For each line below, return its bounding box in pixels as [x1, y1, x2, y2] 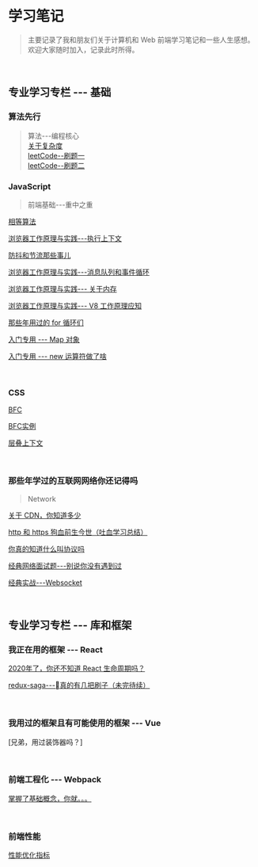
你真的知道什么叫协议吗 [8, 544, 85, 553]
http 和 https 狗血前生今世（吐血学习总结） [8, 527, 148, 537]
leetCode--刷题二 [27, 160, 85, 170]
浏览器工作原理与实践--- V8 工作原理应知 [8, 300, 142, 310]
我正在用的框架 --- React [8, 644, 103, 655]
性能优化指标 [8, 850, 50, 860]
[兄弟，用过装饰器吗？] [8, 737, 83, 747]
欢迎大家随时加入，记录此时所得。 [27, 44, 139, 54]
